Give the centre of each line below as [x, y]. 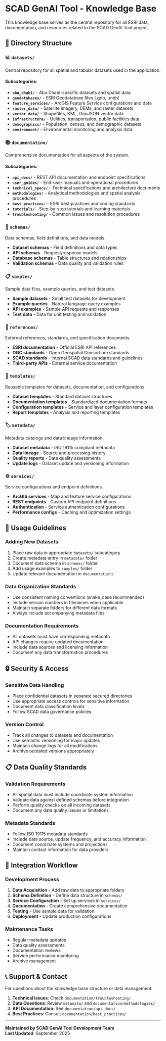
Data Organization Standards [41, 586]
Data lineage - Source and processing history [59, 453]
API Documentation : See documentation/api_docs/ [64, 1009]
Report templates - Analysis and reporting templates [66, 412]
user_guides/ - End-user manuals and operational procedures [75, 183]
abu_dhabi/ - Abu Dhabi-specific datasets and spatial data [71, 93]
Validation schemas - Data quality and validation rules [68, 263]
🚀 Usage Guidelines [36, 528]
